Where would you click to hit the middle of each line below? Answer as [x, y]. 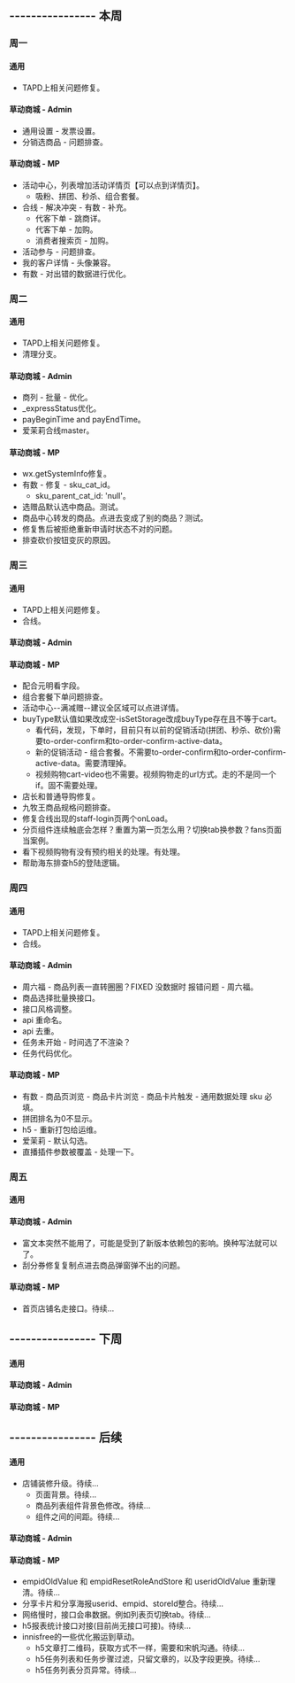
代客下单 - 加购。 [66, 229]
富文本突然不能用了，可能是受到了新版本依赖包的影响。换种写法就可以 [150, 1243]
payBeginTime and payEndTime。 [83, 420]
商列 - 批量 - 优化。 [57, 398]
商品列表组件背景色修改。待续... [93, 1505]
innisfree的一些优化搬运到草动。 [80, 1637]
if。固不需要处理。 [69, 786]
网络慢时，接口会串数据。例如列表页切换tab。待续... [116, 1615]
